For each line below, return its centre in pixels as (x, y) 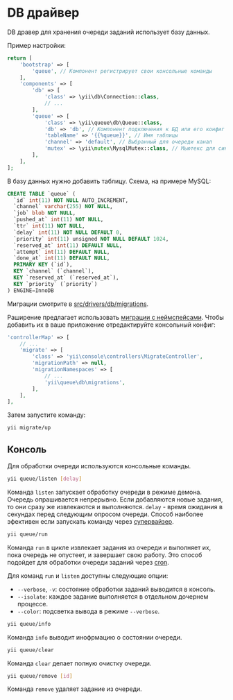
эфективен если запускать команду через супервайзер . (91, 521)
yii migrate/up (29, 428)
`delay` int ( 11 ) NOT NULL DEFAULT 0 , (68, 232)
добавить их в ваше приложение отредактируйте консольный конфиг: (112, 325)
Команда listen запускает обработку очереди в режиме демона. (105, 492)
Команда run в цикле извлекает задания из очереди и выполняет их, (109, 547)
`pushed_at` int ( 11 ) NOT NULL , (59, 220)
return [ (20, 58)
